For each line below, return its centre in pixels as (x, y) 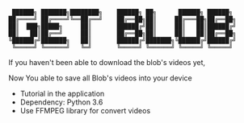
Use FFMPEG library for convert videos (85, 111)
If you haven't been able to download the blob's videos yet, (107, 62)
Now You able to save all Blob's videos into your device (100, 78)
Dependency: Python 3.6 (61, 102)
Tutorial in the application (62, 94)
